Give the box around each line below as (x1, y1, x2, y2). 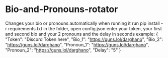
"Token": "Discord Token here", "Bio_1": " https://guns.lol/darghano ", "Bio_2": (5, 36, 163, 42)
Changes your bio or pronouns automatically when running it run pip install (5, 20, 160, 26)
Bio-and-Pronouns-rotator (5, 4, 118, 15)
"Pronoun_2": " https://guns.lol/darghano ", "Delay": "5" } (5, 47, 121, 53)
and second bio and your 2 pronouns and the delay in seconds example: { (5, 31, 158, 37)
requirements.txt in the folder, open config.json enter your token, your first (8, 25, 162, 31)
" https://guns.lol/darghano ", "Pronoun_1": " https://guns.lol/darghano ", (5, 41, 149, 47)
